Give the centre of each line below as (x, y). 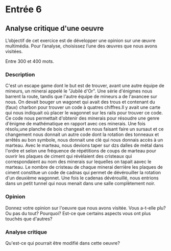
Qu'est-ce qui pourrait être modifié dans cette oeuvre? (63, 243)
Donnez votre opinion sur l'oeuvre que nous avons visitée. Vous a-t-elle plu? (86, 208)
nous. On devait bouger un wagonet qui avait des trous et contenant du (80, 102)
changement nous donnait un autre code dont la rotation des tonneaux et (82, 134)
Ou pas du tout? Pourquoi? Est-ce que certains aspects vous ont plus (78, 213)
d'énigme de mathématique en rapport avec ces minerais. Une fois (75, 124)
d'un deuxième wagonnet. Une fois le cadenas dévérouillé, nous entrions (82, 178)
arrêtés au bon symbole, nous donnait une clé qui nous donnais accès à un (84, 140)
